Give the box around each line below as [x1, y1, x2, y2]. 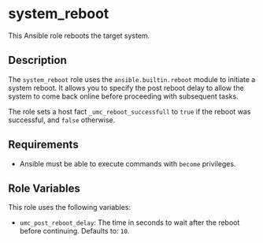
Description [8, 54, 67, 67]
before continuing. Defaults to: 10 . [19, 226, 130, 236]
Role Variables [8, 181, 80, 195]
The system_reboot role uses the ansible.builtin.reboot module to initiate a [8, 74, 256, 84]
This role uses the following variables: [8, 203, 131, 212]
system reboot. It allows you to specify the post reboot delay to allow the [8, 83, 244, 92]
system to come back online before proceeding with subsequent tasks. [8, 92, 239, 101]
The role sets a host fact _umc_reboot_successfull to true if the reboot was [8, 107, 251, 116]
